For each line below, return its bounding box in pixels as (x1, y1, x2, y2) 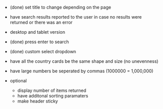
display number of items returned (17, 87, 86, 93)
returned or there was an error (9, 20, 73, 25)
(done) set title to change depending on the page (9, 5, 111, 10)
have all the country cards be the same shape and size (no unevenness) (9, 58, 158, 64)
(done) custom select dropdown (9, 49, 76, 54)
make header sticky (17, 98, 58, 104)
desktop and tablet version (9, 29, 65, 35)
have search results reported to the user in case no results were (9, 14, 142, 20)
